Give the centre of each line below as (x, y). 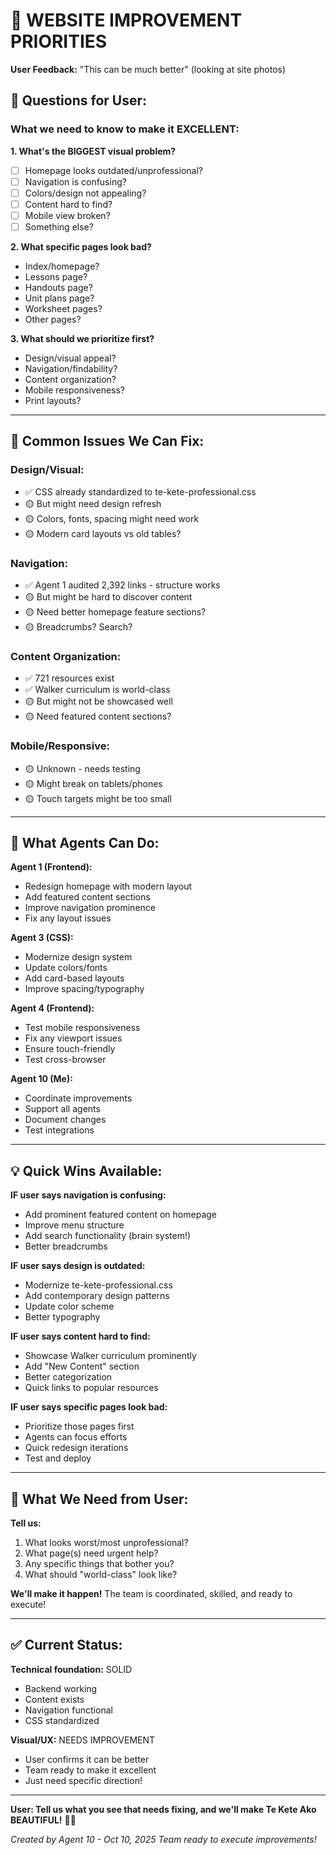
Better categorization (68, 1377)
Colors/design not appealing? (85, 193)
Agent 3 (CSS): (42, 938)
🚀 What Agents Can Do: (85, 842)
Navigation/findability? (71, 368)
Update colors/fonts (66, 968)
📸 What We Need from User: (99, 1499)
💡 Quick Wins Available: (86, 1170)
